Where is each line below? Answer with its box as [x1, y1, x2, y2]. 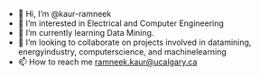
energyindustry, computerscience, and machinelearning [17, 46, 227, 57]
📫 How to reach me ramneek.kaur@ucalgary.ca [17, 56, 198, 67]
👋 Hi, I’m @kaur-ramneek [17, 9, 112, 19]
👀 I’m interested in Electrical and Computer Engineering [17, 18, 224, 29]
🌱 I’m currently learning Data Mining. [17, 28, 154, 38]
